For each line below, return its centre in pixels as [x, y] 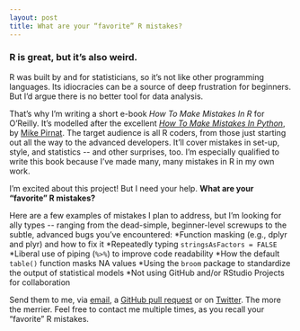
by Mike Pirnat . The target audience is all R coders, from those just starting [148, 132]
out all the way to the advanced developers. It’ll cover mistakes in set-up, [145, 142]
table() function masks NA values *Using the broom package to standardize [150, 263]
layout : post [34, 18]
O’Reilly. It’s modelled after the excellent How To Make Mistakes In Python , [147, 123]
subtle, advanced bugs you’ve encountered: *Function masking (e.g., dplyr [148, 234]
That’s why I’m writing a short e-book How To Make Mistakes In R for [137, 113]
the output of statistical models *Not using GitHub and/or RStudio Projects [147, 273]
